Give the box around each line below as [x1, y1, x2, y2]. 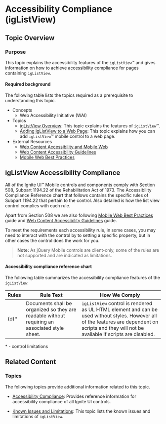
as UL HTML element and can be [81, 306, 158, 313]
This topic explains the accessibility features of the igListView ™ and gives [5, 59, 156, 65]
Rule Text [40, 292, 63, 299]
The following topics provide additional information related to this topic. [5, 384, 150, 389]
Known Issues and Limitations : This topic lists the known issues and [12, 408, 151, 414]
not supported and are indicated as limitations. [17, 252, 112, 258]
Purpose [5, 48, 26, 55]
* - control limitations [5, 344, 48, 349]
